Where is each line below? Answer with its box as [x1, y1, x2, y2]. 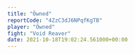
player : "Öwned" [7, 23, 55, 30]
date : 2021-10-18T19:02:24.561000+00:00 [7, 36, 129, 43]
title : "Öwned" [7, 10, 52, 18]
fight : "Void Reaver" [7, 29, 71, 37]
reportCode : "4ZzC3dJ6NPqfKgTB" [7, 17, 102, 24]
